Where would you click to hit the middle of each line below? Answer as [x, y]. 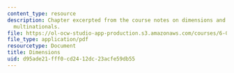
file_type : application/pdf [48, 40]
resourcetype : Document [42, 46]
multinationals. [37, 26]
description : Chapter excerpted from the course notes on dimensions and [117, 20]
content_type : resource [42, 14]
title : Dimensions [34, 53]
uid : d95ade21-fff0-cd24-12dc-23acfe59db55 [71, 59]
